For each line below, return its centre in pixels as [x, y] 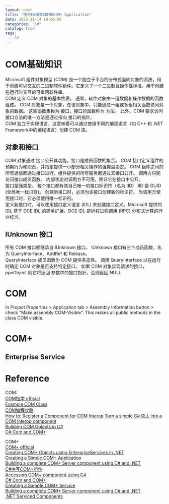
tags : [11, 33]
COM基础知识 [34, 65]
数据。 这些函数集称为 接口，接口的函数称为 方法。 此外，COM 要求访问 [89, 111]
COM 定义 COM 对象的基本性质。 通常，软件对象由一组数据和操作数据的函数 [84, 98]
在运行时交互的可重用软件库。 [36, 92]
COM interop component [31, 421]
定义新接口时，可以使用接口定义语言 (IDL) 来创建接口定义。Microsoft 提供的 [84, 204]
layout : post [19, 10]
